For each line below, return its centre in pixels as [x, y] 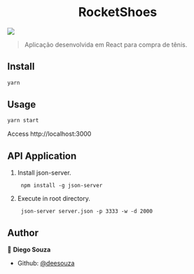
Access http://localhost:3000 [49, 134]
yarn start [23, 121]
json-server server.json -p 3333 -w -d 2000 [86, 211]
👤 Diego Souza [29, 250]
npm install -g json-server [62, 186]
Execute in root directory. [54, 199]
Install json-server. [44, 173]
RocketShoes [118, 12]
